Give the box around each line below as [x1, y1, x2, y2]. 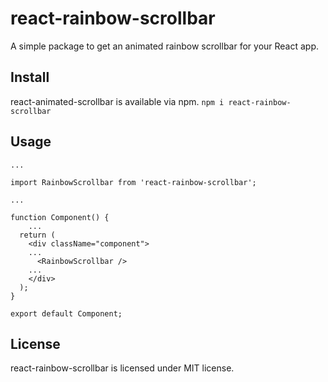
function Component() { [10, 212, 110, 222]
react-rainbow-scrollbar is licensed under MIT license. [10, 362, 235, 374]
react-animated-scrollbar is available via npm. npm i [10, 95, 225, 107]
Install [10, 69, 50, 86]
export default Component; [10, 308, 123, 319]
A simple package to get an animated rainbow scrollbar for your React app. [10, 40, 320, 52]
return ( [19, 230, 56, 240]
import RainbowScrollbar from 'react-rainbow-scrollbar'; [10, 177, 257, 187]
